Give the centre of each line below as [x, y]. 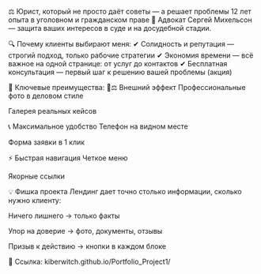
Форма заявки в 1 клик [47, 142]
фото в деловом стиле [46, 96]
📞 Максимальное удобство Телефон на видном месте [98, 126]
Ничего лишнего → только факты [64, 216]
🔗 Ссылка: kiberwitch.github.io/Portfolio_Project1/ [89, 261]
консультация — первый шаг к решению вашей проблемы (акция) [120, 72]
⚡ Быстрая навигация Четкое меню [68, 158]
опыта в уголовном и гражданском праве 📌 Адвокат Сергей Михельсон [130, 20]
